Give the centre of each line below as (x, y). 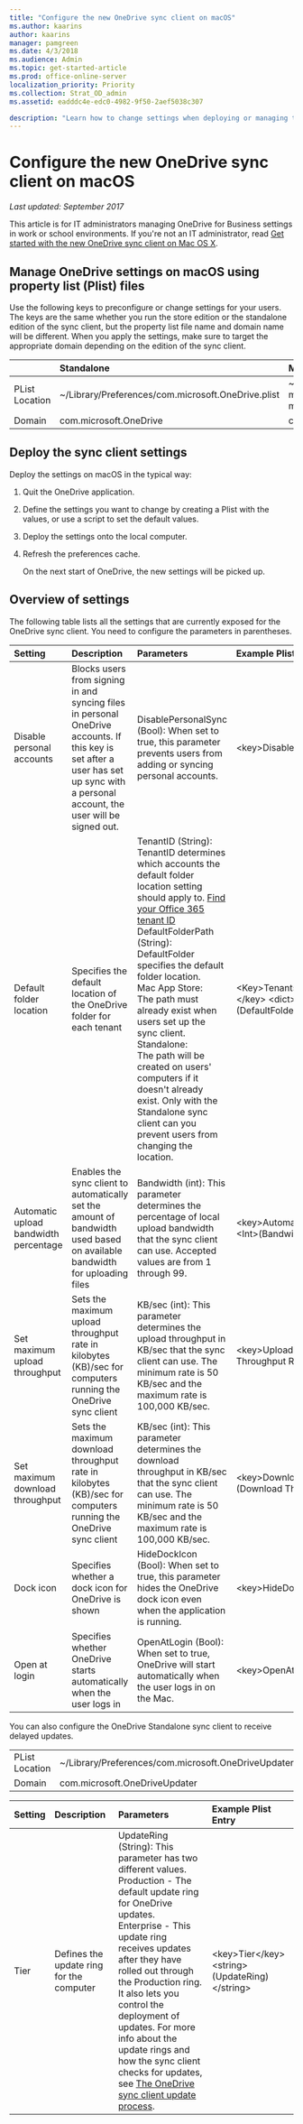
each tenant (97, 1027)
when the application (181, 1610)
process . (136, 2106)
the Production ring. (160, 1981)
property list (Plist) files (77, 286)
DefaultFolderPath (175, 931)
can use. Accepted (177, 1251)
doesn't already (170, 1089)
